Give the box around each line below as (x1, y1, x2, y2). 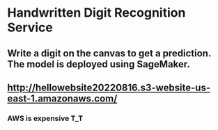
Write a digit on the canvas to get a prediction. (7, 47, 211, 59)
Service (7, 19, 54, 35)
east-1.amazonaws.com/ (7, 92, 118, 104)
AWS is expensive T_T (7, 113, 84, 123)
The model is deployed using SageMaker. (7, 58, 190, 70)
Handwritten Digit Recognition (7, 5, 186, 21)
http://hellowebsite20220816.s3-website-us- (7, 81, 211, 93)
